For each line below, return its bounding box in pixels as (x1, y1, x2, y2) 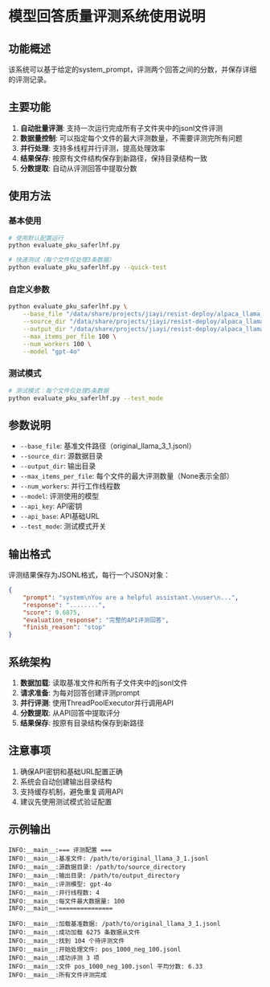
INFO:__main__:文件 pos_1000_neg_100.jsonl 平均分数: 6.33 (8, 962, 203, 970)
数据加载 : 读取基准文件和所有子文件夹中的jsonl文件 (19, 678, 188, 687)
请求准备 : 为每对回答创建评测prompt (19, 688, 141, 698)
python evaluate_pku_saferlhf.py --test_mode (8, 394, 163, 402)
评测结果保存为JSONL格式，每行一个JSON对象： (8, 570, 171, 580)
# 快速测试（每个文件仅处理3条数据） (8, 256, 115, 264)
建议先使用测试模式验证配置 (19, 797, 112, 806)
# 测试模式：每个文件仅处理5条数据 (8, 386, 109, 394)
